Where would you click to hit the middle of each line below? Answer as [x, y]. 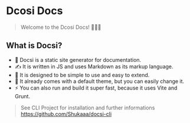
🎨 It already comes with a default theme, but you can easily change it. [99, 81]
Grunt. [22, 96]
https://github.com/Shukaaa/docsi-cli [66, 114]
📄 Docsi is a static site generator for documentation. [78, 59]
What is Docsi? [34, 46]
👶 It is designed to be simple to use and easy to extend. [82, 75]
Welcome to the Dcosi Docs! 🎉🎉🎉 [61, 27]
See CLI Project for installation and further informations [88, 108]
